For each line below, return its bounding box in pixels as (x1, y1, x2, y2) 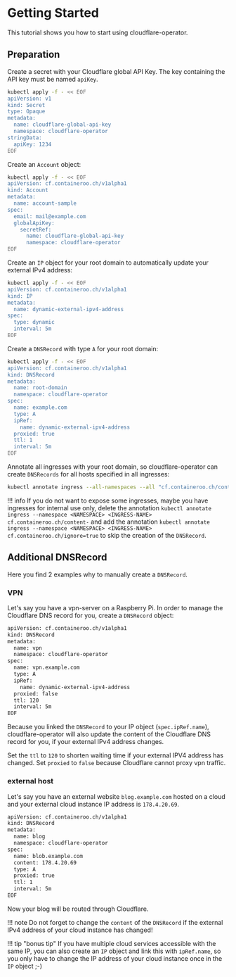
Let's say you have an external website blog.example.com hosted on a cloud (7, 792, 226, 800)
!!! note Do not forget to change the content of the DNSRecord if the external (7, 918, 223, 926)
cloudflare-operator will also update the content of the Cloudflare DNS (7, 730, 211, 738)
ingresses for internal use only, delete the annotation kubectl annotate (7, 503, 212, 512)
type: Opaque (7, 108, 46, 115)
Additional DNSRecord (7, 551, 107, 564)
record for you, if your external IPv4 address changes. (7, 738, 164, 746)
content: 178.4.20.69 (13, 859, 77, 866)
